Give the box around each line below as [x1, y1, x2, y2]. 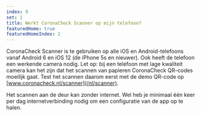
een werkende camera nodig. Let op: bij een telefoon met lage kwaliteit [6, 61, 183, 68]
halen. [6, 104, 22, 111]
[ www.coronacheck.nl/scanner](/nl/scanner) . [6, 79, 119, 87]
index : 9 [6, 8, 28, 15]
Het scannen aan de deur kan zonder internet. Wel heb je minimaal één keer [6, 91, 195, 99]
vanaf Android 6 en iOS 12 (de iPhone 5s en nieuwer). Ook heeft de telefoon [6, 54, 195, 61]
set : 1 [6, 14, 23, 20]
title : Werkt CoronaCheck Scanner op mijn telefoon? [6, 20, 142, 26]
